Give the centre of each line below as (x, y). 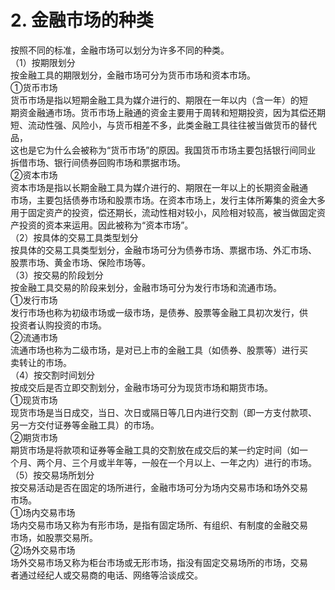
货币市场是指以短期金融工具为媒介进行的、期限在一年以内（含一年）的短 (159, 100)
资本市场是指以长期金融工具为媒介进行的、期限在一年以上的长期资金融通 (159, 187)
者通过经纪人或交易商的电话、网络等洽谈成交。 (106, 575)
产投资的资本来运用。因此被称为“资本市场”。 (102, 225)
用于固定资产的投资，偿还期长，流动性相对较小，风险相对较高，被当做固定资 (168, 212)
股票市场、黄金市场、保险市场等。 (80, 262)
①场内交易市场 (43, 512)
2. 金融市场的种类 (82, 20)
